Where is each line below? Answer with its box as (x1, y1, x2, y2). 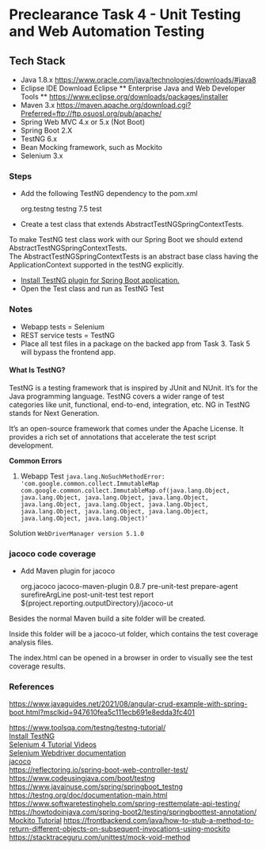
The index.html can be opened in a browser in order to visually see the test (9, 653, 253, 663)
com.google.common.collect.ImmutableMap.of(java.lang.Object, (20, 487, 230, 494)
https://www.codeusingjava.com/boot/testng (9, 774, 155, 783)
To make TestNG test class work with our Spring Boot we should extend (9, 235, 243, 244)
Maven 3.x (20, 101, 55, 110)
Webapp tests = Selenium (20, 321, 105, 331)
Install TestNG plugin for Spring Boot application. (20, 275, 180, 285)
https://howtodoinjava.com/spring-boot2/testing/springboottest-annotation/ (9, 807, 257, 817)
